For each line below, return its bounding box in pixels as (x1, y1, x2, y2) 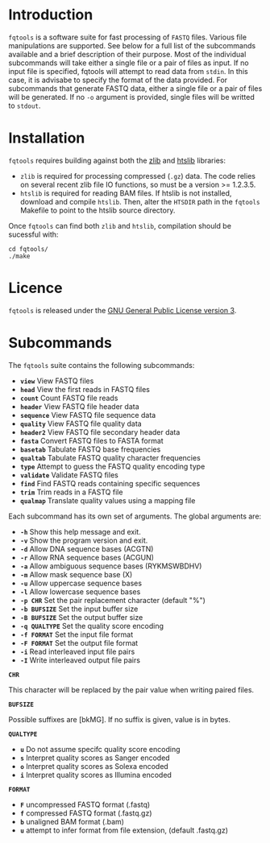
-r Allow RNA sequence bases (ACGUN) (19, 552, 155, 562)
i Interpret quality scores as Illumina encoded (19, 770, 172, 779)
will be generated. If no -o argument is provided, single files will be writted (8, 92, 255, 101)
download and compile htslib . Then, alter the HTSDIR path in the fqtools (19, 196, 260, 206)
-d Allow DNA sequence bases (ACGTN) (19, 543, 154, 553)
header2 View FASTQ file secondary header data (19, 427, 181, 436)
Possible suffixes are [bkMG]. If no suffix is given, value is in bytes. (8, 714, 231, 724)
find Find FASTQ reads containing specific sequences (19, 478, 201, 488)
